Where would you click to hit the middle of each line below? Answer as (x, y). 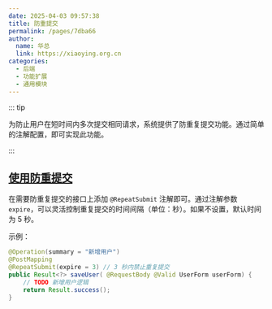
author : (22, 39)
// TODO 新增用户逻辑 (56, 282)
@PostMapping (30, 260)
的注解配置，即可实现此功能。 (58, 134)
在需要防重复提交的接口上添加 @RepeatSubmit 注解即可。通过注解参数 (123, 199)
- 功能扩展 (32, 76)
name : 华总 (33, 46)
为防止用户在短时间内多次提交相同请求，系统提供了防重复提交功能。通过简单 (136, 124)
